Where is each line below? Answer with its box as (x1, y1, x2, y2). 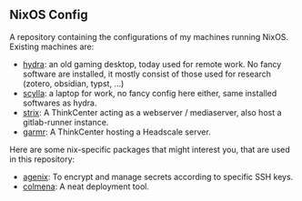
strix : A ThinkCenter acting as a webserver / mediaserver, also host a (22, 106, 282, 117)
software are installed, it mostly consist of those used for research (22, 68, 271, 79)
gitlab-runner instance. (22, 116, 109, 127)
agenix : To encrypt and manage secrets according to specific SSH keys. (22, 171, 294, 182)
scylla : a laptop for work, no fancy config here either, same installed (22, 87, 277, 98)
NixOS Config (9, 7, 88, 23)
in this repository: (9, 154, 75, 165)
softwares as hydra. (22, 97, 97, 108)
